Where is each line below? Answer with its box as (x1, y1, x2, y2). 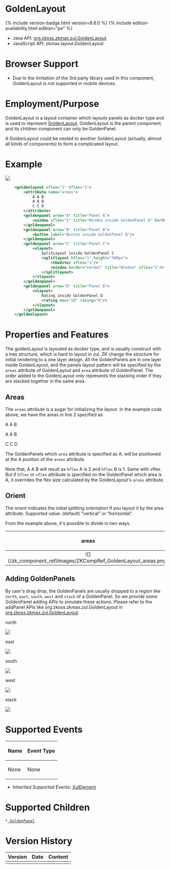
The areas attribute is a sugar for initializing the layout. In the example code (5, 406, 162, 412)
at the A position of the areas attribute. (5, 457, 86, 462)
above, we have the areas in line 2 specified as (5, 411, 103, 418)
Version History (5, 835, 72, 847)
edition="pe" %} (38, 25, 73, 31)
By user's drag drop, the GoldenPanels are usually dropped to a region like (5, 588, 161, 594)
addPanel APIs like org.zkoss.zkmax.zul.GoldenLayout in (5, 604, 123, 610)
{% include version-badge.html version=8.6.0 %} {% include (5, 20, 132, 26)
